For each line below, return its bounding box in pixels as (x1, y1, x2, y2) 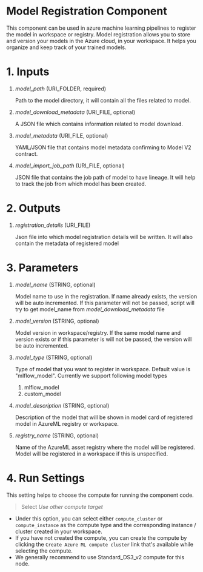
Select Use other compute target (21, 503, 103, 510)
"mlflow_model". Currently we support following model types (15, 372, 168, 379)
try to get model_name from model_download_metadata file (15, 305, 165, 313)
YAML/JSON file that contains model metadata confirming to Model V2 (15, 144, 192, 151)
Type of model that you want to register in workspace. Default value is (15, 365, 191, 372)
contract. (15, 150, 38, 157)
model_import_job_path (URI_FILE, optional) (15, 162, 125, 169)
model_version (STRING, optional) (15, 317, 99, 325)
